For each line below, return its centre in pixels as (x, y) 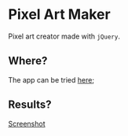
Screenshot (27, 123)
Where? (28, 61)
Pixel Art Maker (60, 15)
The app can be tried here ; (51, 79)
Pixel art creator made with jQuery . (64, 36)
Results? (30, 105)
